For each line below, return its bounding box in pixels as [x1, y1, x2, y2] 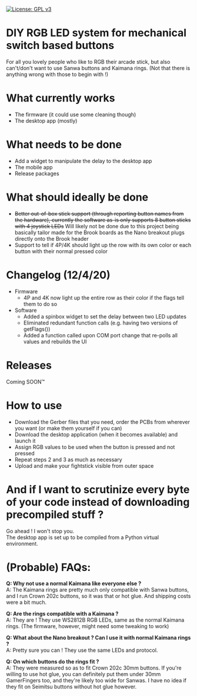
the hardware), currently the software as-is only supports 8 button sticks [14, 216, 191, 224]
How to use [6, 399, 62, 412]
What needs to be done [6, 138, 122, 152]
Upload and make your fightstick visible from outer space [14, 462, 154, 469]
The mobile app [14, 163, 53, 170]
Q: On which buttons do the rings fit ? [6, 658, 99, 665]
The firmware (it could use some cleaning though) [14, 111, 136, 118]
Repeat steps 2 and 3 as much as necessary [14, 456, 122, 463]
